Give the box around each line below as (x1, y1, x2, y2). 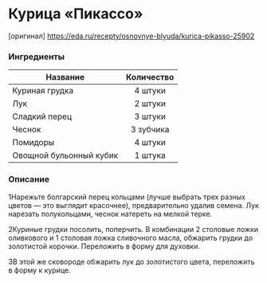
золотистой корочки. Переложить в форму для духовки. (8, 241, 201, 251)
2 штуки (134, 98, 166, 109)
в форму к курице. (8, 265, 71, 275)
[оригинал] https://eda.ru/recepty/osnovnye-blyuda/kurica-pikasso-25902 (8, 31, 255, 41)
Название (45, 72, 85, 83)
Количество (126, 72, 175, 83)
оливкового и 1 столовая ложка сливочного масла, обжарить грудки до (8, 233, 253, 242)
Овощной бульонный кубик (12, 150, 119, 161)
